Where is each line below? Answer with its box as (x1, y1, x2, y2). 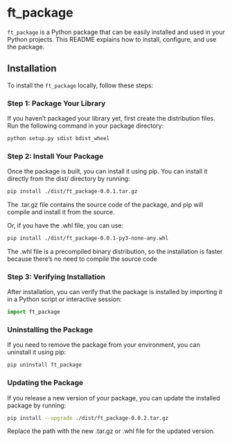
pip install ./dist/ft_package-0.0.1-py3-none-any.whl (7, 235, 169, 242)
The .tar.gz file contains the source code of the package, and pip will (7, 201, 204, 209)
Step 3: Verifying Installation (7, 272, 106, 282)
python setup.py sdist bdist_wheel (7, 135, 110, 142)
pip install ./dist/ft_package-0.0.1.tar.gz (7, 188, 138, 195)
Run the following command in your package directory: (7, 121, 164, 130)
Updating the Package (7, 378, 84, 388)
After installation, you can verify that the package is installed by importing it (7, 288, 223, 296)
